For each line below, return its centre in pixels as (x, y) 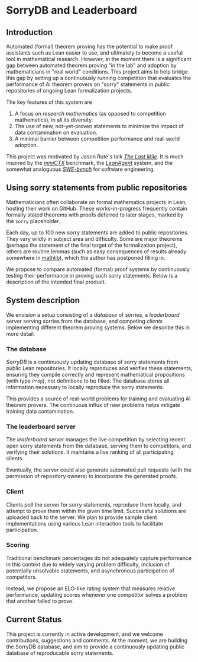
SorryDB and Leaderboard (72, 10)
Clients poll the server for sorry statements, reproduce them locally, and (94, 504)
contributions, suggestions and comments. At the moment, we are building (97, 640)
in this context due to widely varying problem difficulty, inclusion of (88, 564)
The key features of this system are (49, 102)
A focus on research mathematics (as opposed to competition (90, 114)
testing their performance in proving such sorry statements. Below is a (92, 275)
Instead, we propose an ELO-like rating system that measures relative (91, 588)
